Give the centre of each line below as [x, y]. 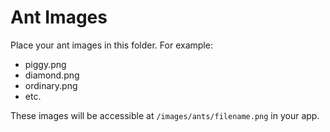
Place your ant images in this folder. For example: [111, 45]
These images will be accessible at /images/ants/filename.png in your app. [165, 115]
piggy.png [45, 64]
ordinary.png [51, 85]
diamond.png [52, 75]
